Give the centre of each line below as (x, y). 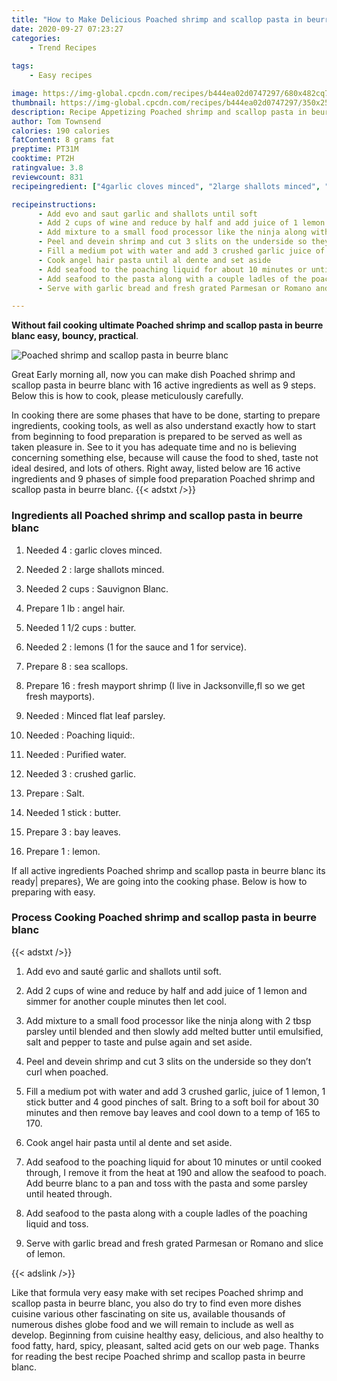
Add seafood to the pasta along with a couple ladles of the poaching (166, 1213)
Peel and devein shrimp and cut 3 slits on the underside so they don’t (168, 1061)
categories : (36, 38)
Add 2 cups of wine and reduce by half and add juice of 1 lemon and (166, 990)
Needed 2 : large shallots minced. (95, 569)
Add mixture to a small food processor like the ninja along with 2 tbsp (168, 1020)
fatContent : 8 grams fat (63, 140)
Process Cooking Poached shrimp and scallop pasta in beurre (164, 918)
